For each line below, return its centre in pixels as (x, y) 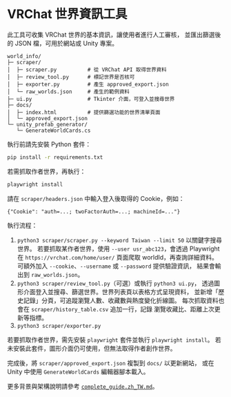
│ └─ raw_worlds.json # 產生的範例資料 (68, 91)
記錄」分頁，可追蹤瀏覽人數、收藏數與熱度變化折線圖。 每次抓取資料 (121, 300)
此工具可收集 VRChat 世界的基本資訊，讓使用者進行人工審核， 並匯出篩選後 (114, 35)
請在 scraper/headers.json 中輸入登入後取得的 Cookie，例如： (96, 198)
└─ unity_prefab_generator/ (48, 124)
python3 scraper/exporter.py (59, 326)
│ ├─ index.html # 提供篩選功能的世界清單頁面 (84, 112)
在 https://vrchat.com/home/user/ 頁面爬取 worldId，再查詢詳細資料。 (118, 257)
